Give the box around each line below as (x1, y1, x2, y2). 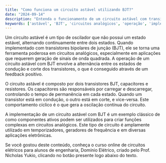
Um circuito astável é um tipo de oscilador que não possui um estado (5, 35, 146, 41)
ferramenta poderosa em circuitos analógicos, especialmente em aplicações (5, 50, 161, 56)
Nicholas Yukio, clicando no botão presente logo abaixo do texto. (5, 153, 138, 159)
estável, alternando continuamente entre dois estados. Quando (5, 40, 133, 46)
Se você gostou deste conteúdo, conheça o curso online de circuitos (5, 142, 146, 148)
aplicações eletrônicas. (5, 132, 52, 138)
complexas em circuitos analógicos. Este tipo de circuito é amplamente (5, 122, 150, 128)
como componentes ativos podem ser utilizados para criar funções (5, 117, 142, 122)
